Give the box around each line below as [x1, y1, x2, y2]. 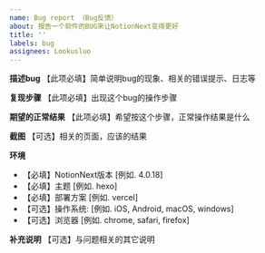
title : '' [9, 30, 47, 39]
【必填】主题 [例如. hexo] [22, 180, 118, 191]
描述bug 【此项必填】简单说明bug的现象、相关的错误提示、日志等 [9, 73, 256, 84]
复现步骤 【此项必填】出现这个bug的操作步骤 [9, 92, 178, 103]
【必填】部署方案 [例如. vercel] [22, 192, 139, 203]
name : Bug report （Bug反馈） [9, 13, 118, 23]
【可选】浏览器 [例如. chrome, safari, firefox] [22, 215, 191, 226]
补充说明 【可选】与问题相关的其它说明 [9, 234, 155, 245]
